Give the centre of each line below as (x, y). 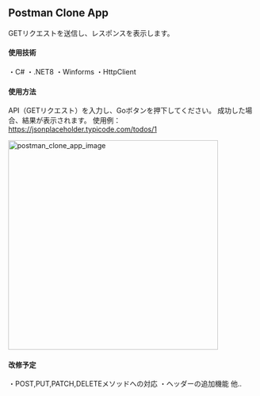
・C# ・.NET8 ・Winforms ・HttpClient (72, 72)
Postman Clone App (58, 13)
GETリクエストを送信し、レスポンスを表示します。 (91, 33)
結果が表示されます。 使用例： (71, 120)
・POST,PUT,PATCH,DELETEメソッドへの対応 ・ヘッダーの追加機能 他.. (125, 384)
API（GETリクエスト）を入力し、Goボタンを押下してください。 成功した (127, 111)
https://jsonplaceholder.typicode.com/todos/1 (82, 129)
